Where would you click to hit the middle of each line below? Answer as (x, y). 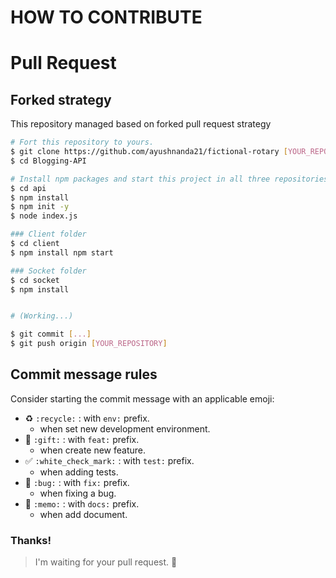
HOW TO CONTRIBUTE (106, 17)
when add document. (83, 514)
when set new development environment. (125, 428)
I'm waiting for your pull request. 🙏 (106, 562)
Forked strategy (61, 99)
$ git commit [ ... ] (51, 334)
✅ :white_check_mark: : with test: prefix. (109, 460)
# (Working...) (42, 316)
